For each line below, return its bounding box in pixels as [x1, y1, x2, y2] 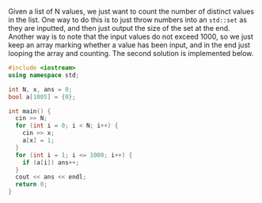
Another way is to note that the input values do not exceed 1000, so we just [8, 32, 253, 41]
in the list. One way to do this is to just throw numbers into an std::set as [8, 15, 248, 24]
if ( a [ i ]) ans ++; [22, 158, 80, 167]
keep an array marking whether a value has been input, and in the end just [8, 40, 251, 50]
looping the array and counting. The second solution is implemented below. [8, 49, 254, 58]
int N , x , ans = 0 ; [8, 85, 73, 93]
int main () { [8, 107, 51, 115]
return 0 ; [15, 181, 47, 189]
